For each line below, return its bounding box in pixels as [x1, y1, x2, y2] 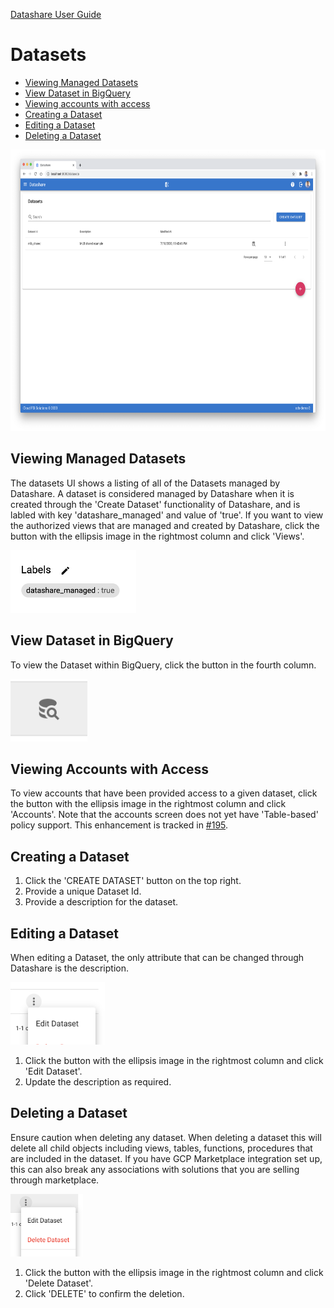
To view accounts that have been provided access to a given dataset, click [10, 787, 318, 799]
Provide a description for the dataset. [24, 896, 179, 908]
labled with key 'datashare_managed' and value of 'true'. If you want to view [10, 509, 324, 521]
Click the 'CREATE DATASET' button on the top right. [24, 875, 242, 887]
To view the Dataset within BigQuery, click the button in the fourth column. [10, 659, 317, 671]
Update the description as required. [24, 1076, 172, 1088]
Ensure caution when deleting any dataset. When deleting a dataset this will [10, 1131, 322, 1143]
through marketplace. [10, 1174, 100, 1186]
